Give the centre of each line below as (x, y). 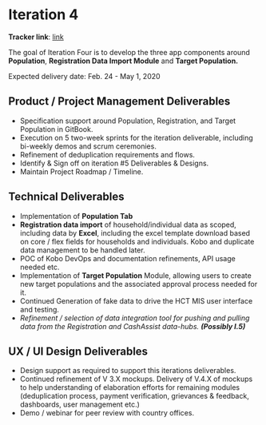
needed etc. (40, 267)
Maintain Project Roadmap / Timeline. (81, 171)
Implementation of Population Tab (76, 216)
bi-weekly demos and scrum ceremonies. (88, 146)
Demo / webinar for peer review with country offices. (107, 413)
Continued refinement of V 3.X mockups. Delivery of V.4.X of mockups (136, 379)
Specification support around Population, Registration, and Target (128, 121)
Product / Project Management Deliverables (119, 101)
